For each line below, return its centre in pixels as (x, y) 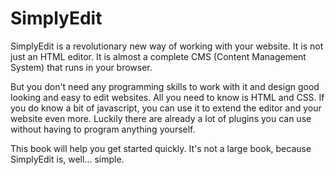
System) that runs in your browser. (81, 67)
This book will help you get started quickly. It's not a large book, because (161, 148)
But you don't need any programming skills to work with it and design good (165, 86)
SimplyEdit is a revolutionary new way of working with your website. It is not (167, 46)
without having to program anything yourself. (103, 129)
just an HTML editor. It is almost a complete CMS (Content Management (158, 56)
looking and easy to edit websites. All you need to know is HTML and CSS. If (167, 97)
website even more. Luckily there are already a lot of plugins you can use (161, 118)
